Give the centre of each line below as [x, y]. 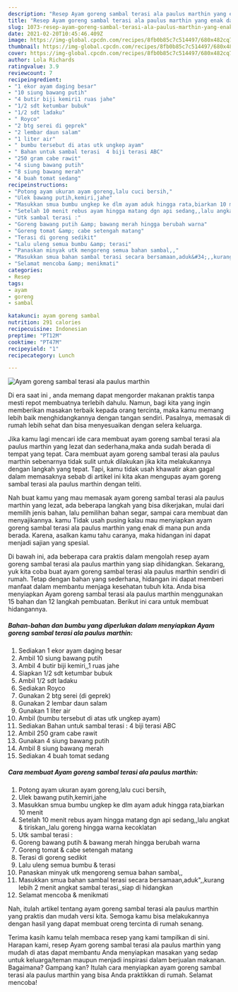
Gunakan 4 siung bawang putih [64, 741]
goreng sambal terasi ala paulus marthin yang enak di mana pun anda [109, 528]
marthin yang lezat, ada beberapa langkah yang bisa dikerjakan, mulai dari [116, 506]
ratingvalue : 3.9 [34, 66]
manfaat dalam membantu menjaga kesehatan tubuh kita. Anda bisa [107, 587]
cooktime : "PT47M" [35, 342]
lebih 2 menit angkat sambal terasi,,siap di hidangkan [96, 887]
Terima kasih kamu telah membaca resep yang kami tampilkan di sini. [109, 938]
